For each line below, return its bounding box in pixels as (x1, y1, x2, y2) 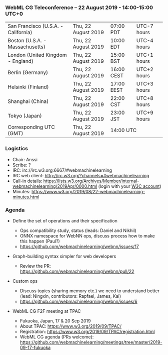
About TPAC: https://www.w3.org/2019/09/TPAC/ (19, 323, 121, 329)
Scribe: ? (12, 162, 31, 168)
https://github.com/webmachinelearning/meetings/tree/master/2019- (19, 339, 162, 345)
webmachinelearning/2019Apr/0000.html (12, 183, 97, 189)
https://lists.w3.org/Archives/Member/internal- (43, 178, 139, 184)
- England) (7, 58, 33, 65)
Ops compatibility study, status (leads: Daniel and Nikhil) (19, 227, 136, 233)
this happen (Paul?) (19, 238, 60, 244)
